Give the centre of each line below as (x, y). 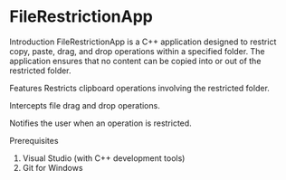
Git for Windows (52, 167)
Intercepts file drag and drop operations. (85, 105)
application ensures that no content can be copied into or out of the (135, 61)
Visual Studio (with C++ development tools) (104, 158)
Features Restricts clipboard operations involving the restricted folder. (139, 88)
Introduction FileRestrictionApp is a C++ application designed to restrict (143, 42)
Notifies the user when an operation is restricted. (100, 123)
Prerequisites (34, 140)
